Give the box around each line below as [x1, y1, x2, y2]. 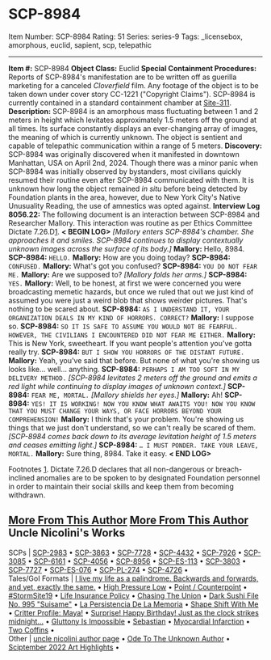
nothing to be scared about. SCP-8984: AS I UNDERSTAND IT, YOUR [8, 304, 230, 314]
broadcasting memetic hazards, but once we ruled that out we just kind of [8, 286, 254, 296]
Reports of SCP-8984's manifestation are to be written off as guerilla [8, 72, 237, 82]
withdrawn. [8, 490, 46, 500]
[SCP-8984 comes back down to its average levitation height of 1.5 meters [8, 431, 256, 441]
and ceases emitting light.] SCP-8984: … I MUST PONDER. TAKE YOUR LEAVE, [8, 440, 259, 450]
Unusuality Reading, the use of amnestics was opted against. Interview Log [8, 201, 261, 210]
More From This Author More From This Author [8, 514, 248, 527]
